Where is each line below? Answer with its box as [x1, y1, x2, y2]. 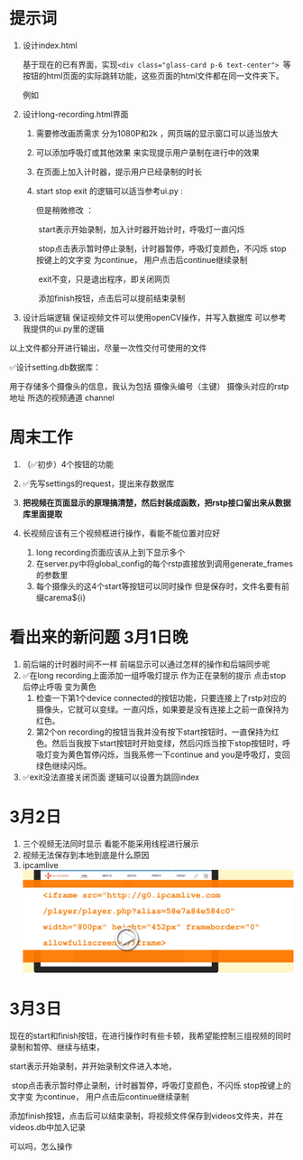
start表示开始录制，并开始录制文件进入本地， [9, 1061, 177, 1071]
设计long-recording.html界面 [22, 108, 129, 119]
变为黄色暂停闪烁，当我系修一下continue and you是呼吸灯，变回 [51, 749, 290, 760]
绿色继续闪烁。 [35, 760, 92, 771]
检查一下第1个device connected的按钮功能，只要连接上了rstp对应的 [35, 692, 287, 703]
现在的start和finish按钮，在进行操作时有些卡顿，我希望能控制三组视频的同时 [9, 1030, 291, 1041]
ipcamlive [22, 859, 59, 870]
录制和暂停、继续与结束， [9, 1041, 105, 1052]
